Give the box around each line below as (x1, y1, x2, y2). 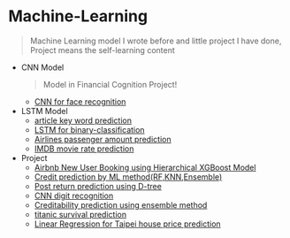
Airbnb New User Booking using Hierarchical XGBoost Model (34, 162, 256, 173)
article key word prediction (34, 115, 132, 126)
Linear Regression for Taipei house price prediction (34, 219, 222, 229)
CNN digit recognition (34, 190, 114, 201)
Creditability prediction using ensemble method (34, 199, 208, 210)
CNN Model (20, 62, 65, 73)
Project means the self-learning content (29, 44, 176, 55)
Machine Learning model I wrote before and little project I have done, (29, 35, 282, 46)
